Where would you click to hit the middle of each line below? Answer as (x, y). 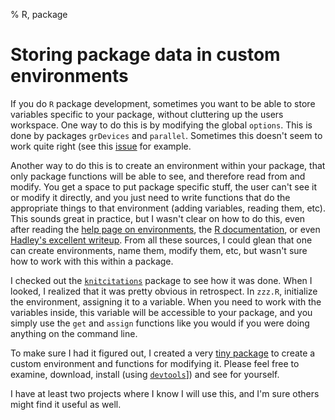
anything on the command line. (74, 333)
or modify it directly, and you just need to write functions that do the (150, 197)
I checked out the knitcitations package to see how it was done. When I (161, 280)
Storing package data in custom (145, 55)
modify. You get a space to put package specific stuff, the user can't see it (163, 186)
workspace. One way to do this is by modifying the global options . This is (161, 125)
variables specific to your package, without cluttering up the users (147, 114)
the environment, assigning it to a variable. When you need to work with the (166, 301)
